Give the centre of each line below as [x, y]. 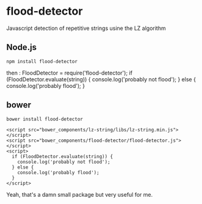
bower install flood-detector [45, 119]
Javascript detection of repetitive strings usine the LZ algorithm [86, 28]
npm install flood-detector [42, 61]
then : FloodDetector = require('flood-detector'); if [70, 73]
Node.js [22, 47]
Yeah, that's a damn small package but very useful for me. [80, 194]
